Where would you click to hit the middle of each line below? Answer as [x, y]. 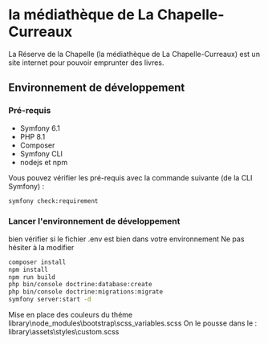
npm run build [32, 277]
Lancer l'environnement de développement [94, 221]
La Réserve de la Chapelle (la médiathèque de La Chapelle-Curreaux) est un [134, 54]
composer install [37, 262]
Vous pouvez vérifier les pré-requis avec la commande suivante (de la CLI [130, 177]
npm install [28, 269]
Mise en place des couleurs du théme [71, 315]
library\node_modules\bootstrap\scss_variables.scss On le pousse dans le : [133, 323]
